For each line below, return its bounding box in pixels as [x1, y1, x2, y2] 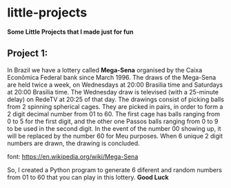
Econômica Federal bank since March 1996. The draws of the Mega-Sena [7, 73, 217, 81]
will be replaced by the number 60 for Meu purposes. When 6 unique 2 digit [7, 132, 223, 140]
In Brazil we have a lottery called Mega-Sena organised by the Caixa [7, 65, 203, 74]
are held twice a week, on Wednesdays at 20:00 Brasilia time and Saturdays [7, 81, 223, 89]
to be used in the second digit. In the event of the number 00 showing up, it [7, 124, 221, 132]
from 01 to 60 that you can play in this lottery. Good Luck [7, 173, 169, 181]
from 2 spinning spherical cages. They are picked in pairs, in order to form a [7, 102, 223, 111]
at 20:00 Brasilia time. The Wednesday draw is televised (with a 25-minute [7, 87, 219, 96]
